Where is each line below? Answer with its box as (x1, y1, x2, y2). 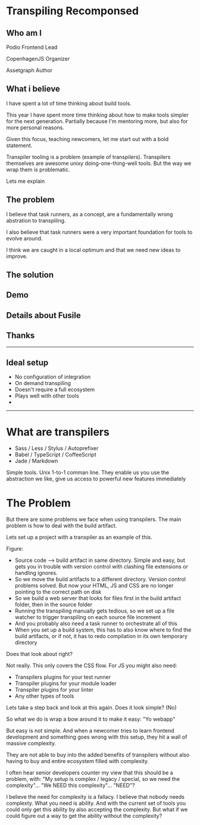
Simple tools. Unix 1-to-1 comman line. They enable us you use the (6, 469, 170, 476)
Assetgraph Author (6, 67, 53, 74)
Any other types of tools (14, 692, 74, 700)
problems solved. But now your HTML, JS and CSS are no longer (14, 582, 174, 589)
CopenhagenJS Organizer (6, 55, 70, 62)
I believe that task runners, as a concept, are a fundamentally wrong (6, 210, 173, 218)
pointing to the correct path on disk (14, 588, 102, 596)
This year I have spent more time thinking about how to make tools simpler (6, 111, 189, 118)
